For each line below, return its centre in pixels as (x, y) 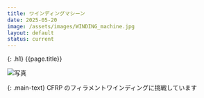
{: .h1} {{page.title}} (35, 59)
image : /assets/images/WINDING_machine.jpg (71, 26)
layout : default (31, 33)
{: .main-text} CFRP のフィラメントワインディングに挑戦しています (102, 88)
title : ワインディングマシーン (46, 13)
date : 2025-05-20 (32, 20)
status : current (31, 39)
